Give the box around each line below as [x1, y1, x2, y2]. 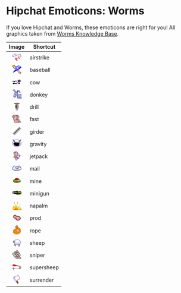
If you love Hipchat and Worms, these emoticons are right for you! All [6, 24, 176, 31]
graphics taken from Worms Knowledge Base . [6, 30, 119, 37]
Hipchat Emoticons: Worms [6, 4, 145, 18]
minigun [29, 190, 49, 197]
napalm [29, 202, 48, 209]
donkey [29, 91, 48, 98]
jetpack [29, 153, 48, 160]
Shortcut [33, 43, 55, 51]
